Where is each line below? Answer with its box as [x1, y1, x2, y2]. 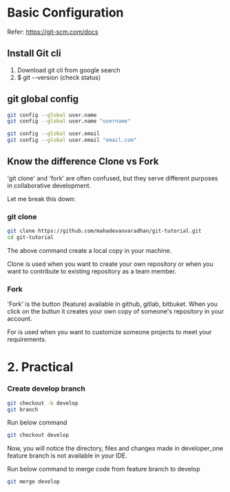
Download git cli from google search [17, 65, 121, 74]
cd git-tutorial [7, 234, 54, 241]
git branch [7, 406, 39, 413]
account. [7, 315, 32, 323]
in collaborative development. [7, 181, 92, 189]
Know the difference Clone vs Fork [7, 156, 159, 167]
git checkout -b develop [7, 400, 79, 407]
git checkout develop [7, 432, 70, 439]
